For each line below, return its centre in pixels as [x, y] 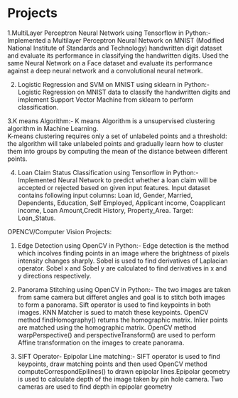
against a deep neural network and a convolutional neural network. [105, 70]
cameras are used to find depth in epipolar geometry [95, 387]
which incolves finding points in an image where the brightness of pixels [123, 253]
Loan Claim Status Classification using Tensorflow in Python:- [108, 172]
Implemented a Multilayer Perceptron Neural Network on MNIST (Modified [116, 40]
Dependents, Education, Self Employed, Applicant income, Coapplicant [121, 203]
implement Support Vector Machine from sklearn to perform [106, 99]
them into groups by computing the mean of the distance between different [118, 151]
